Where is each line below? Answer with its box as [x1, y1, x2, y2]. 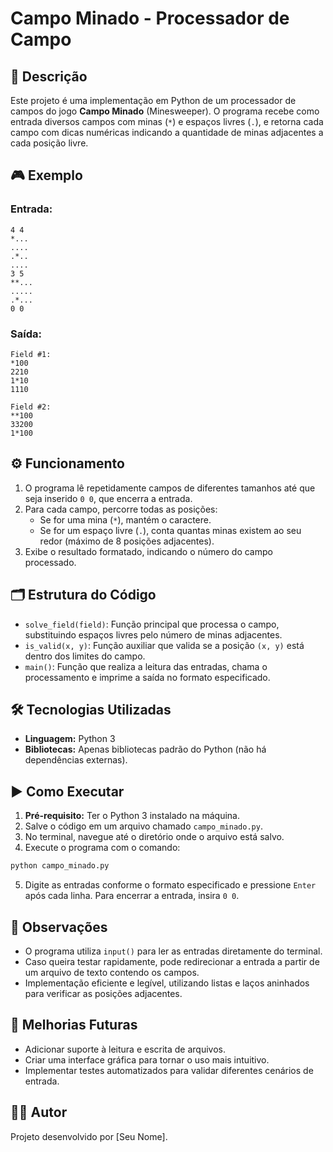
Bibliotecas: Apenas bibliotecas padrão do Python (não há [24, 743, 267, 756]
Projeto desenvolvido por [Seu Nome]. [10, 1130, 168, 1142]
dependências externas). [24, 754, 128, 766]
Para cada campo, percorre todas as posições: [24, 503, 218, 515]
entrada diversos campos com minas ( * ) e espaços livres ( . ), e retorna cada [10, 116, 324, 127]
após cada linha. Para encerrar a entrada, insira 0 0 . [24, 890, 240, 902]
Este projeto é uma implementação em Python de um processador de [10, 95, 297, 106]
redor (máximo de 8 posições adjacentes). [39, 535, 215, 547]
